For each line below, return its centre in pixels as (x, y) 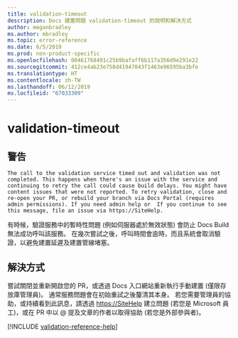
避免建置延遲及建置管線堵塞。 (70, 243)
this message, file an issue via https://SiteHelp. (85, 211)
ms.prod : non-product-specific (54, 54)
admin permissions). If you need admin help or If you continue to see (117, 205)
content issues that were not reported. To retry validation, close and (117, 192)
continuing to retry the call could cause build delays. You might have (117, 186)
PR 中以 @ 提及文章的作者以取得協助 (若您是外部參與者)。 (121, 312)
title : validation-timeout (47, 14)
